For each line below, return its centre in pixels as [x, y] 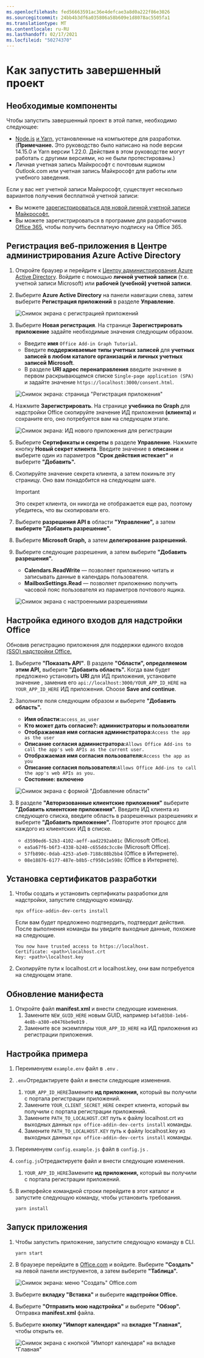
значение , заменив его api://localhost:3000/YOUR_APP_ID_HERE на [101, 682]
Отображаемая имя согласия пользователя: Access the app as [107, 755]
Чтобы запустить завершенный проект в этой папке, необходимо [92, 120]
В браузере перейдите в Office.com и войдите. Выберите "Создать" [104, 1264]
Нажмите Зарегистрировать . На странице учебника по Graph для [103, 406]
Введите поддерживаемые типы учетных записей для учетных [109, 350]
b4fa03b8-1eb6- [170, 1016]
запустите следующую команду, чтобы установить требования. [98, 1198]
